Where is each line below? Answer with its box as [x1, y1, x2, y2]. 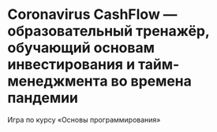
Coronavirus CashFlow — [7, 5, 178, 24]
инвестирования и [7, 56, 136, 74]
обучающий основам [7, 39, 155, 57]
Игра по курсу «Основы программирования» [7, 115, 161, 124]
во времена [110, 72, 193, 90]
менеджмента [7, 72, 108, 90]
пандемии [7, 89, 79, 107]
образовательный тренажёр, [7, 22, 210, 40]
